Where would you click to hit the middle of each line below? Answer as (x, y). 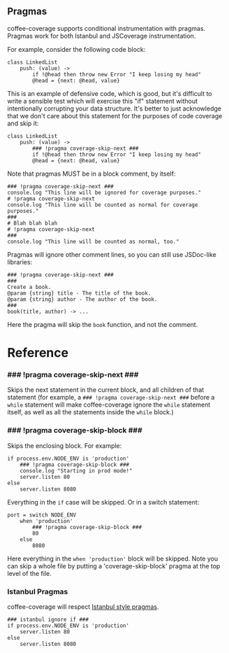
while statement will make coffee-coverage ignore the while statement (109, 405)
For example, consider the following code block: (76, 49)
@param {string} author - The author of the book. (82, 299)
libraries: (20, 262)
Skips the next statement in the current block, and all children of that (106, 390)
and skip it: (23, 123)
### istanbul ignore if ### (48, 619)
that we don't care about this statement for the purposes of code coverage (115, 115)
